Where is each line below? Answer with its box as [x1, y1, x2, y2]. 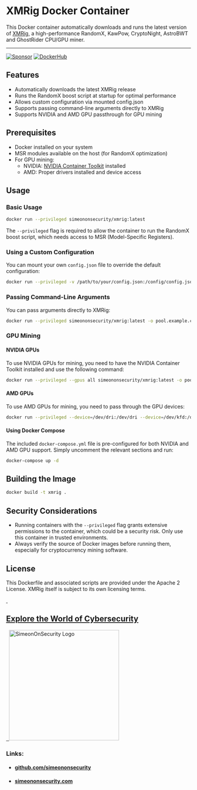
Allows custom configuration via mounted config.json [14, 98, 144, 105]
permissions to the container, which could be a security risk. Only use [14, 528, 184, 535]
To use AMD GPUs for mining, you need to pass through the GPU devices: [6, 403, 185, 410]
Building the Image [6, 474, 76, 484]
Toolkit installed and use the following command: [6, 366, 124, 373]
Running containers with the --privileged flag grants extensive [14, 522, 168, 529]
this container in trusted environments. [14, 534, 108, 541]
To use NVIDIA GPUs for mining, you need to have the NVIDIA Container [6, 359, 180, 366]
